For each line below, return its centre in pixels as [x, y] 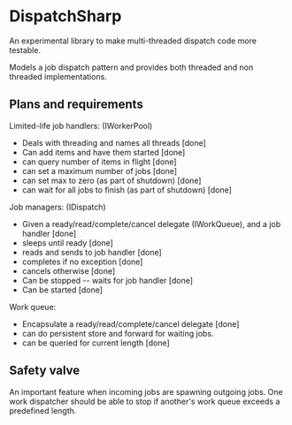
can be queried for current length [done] [96, 343]
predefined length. [43, 410]
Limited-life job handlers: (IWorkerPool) [81, 125]
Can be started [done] [62, 290]
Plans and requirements [76, 105]
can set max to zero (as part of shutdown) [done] [111, 180]
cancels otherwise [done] [69, 270]
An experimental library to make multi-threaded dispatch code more [133, 41]
